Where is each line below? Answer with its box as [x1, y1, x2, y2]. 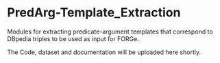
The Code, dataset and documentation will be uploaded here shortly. [7, 48, 201, 56]
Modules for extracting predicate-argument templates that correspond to [7, 27, 214, 36]
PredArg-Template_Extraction [7, 5, 181, 21]
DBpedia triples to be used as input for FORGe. [7, 34, 139, 42]
